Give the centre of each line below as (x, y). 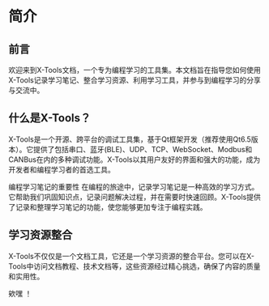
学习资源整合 (41, 235)
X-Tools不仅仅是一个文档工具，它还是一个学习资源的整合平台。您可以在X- (132, 256)
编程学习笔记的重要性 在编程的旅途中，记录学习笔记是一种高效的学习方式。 (134, 186)
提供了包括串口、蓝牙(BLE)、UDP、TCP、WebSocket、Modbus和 (143, 149)
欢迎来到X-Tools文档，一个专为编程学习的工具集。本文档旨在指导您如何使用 (134, 70)
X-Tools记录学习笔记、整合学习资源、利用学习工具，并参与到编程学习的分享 (134, 80)
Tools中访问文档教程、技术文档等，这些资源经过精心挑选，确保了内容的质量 (134, 266)
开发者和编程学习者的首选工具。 (62, 169)
